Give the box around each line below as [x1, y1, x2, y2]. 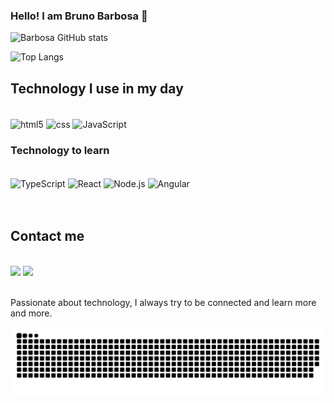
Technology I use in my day [10, 80, 184, 97]
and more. [10, 307, 53, 319]
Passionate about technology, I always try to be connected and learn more [10, 296, 317, 308]
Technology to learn [10, 143, 110, 157]
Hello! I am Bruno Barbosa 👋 [10, 9, 148, 23]
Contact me [10, 228, 85, 245]
